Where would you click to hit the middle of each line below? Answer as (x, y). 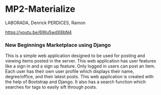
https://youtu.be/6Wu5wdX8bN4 (39, 32)
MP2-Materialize (40, 9)
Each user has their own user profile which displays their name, (70, 71)
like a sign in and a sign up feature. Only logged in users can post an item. (80, 66)
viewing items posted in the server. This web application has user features (81, 61)
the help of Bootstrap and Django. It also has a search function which (76, 82)
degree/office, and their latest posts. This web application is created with (80, 77)
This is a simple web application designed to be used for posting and (75, 56)
